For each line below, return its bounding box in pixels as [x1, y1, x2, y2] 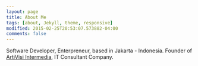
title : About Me [6, 14, 46, 20]
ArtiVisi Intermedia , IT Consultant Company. [6, 54, 114, 61]
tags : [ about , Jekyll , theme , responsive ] [6, 20, 113, 26]
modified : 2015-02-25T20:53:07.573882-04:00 [6, 25, 118, 32]
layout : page [6, 8, 39, 15]
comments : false [6, 31, 46, 37]
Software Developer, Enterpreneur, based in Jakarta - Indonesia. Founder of [6, 47, 192, 54]
